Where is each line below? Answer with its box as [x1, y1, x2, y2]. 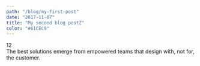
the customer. [6, 54, 41, 61]
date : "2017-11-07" [6, 14, 55, 20]
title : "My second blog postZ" [6, 20, 85, 26]
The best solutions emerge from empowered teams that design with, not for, [6, 48, 195, 55]
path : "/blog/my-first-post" [6, 8, 79, 15]
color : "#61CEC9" [6, 25, 50, 32]
